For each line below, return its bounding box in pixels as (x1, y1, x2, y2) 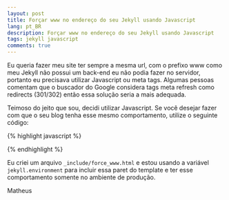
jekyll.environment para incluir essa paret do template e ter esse (7, 166, 193, 174)
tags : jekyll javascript (7, 36, 79, 43)
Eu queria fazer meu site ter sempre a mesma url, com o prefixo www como (7, 61, 223, 69)
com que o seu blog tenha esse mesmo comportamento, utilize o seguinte (7, 111, 218, 119)
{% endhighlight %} (7, 146, 63, 153)
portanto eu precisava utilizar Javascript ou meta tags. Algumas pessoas (7, 76, 215, 83)
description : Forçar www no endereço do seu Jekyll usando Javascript (7, 29, 215, 37)
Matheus (7, 187, 32, 194)
